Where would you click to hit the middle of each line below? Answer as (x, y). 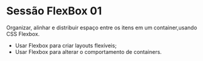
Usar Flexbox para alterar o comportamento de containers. (88, 51)
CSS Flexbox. (23, 33)
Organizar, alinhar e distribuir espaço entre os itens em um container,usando (102, 28)
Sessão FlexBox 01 (54, 11)
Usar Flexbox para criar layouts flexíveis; (66, 45)
